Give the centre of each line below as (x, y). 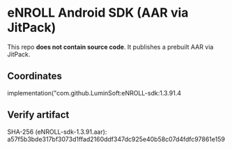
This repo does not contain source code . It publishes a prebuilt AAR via (110, 47)
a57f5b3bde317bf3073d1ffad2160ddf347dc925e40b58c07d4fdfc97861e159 (116, 139)
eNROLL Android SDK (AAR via (98, 13)
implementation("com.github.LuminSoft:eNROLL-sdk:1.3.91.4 (94, 93)
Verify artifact (38, 115)
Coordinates (35, 76)
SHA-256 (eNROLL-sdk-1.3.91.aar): (57, 132)
